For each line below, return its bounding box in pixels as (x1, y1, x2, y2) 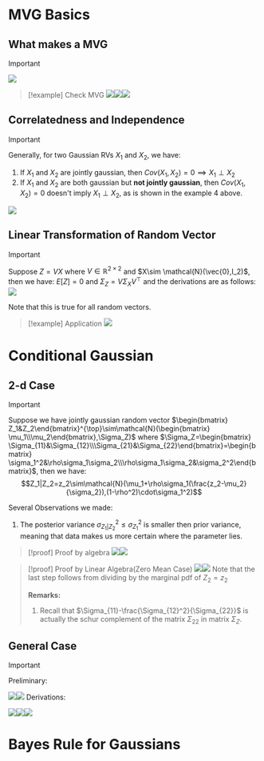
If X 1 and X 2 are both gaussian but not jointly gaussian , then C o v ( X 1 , (19, 178, 246, 190)
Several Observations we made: (8, 503, 113, 512)
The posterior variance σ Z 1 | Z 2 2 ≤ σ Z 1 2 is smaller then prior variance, (19, 518, 242, 532)
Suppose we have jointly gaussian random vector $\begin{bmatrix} (8, 415, 229, 425)
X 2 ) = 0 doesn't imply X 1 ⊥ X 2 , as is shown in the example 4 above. (19, 188, 243, 199)
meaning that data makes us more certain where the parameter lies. (19, 531, 243, 541)
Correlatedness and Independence (8, 114, 185, 127)
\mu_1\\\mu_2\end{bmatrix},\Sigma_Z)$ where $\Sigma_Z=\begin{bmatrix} (8, 432, 251, 442)
